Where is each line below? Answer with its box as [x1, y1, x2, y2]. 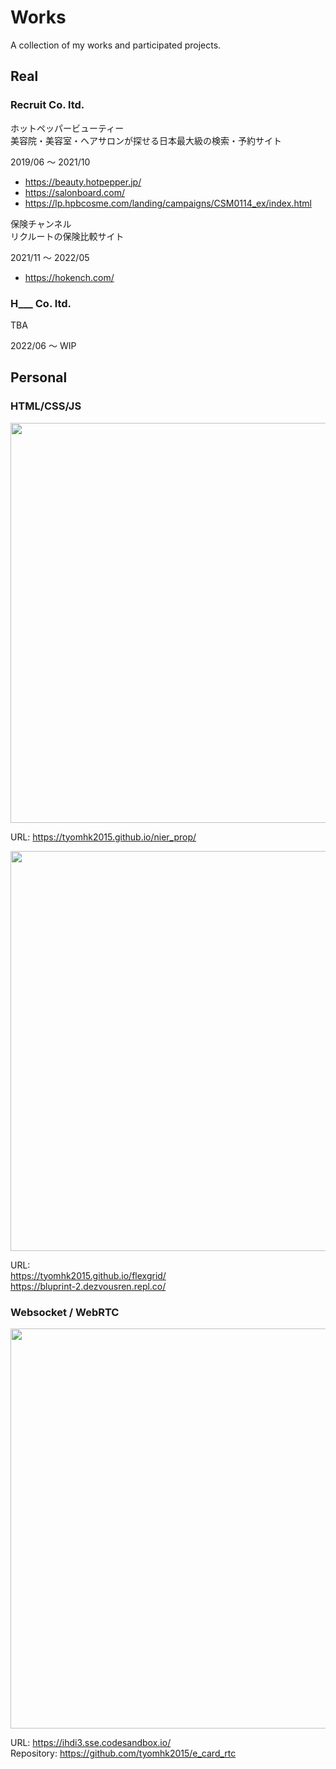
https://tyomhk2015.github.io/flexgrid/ [10, 1269, 167, 1281]
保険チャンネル [10, 217, 72, 230]
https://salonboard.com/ [24, 186, 125, 198]
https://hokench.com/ [24, 271, 115, 283]
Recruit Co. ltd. [10, 98, 85, 112]
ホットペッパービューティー [10, 122, 125, 134]
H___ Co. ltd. [10, 296, 72, 310]
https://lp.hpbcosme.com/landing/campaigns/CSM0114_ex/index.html [24, 197, 312, 209]
